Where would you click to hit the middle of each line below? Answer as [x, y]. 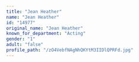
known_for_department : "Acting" [46, 34]
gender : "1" [21, 39]
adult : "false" [25, 45]
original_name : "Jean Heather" [45, 28]
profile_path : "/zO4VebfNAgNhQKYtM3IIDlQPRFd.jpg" [70, 50]
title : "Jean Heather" [34, 12]
